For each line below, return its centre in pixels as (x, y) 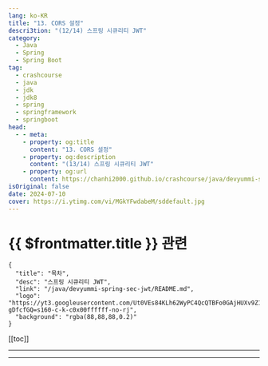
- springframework (46, 113)
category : (25, 38)
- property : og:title (58, 142)
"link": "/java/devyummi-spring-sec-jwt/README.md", (105, 289)
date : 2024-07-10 (37, 194)
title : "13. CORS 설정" (46, 23)
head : (17, 127)
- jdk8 (26, 97)
